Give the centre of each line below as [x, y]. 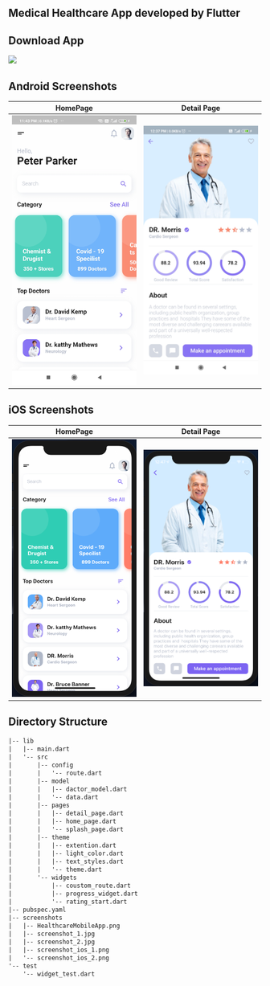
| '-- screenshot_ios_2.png [59, 958]
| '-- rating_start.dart [68, 902]
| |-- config [41, 765]
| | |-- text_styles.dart [66, 862]
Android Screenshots [63, 86]
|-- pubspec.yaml [37, 910]
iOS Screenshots [51, 410]
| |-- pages [39, 806]
